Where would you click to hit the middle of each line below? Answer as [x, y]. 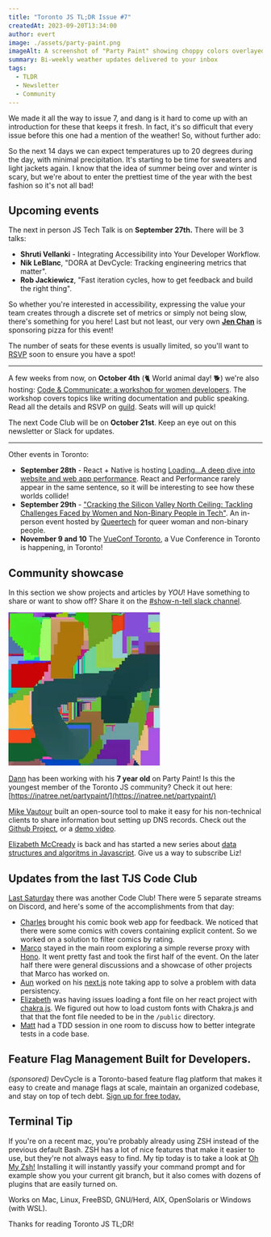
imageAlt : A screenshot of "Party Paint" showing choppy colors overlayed [137, 51]
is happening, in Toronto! [61, 548]
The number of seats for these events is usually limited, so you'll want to [129, 346]
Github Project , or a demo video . [63, 828]
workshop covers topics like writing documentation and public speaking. [129, 398]
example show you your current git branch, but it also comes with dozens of [135, 1175]
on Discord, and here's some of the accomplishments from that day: [121, 906]
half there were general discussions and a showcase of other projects [136, 965]
